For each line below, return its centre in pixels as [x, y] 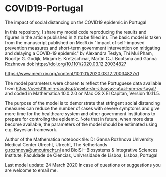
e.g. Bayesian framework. [31, 129]
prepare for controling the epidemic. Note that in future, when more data [79, 119]
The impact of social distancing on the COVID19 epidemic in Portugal [76, 22]
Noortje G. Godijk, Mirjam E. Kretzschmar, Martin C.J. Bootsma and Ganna [81, 58]
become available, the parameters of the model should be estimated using [81, 124]
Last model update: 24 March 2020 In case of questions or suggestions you [83, 165]
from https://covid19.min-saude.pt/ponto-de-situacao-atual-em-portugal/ [81, 88]
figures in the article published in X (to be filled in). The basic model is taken [83, 37]
